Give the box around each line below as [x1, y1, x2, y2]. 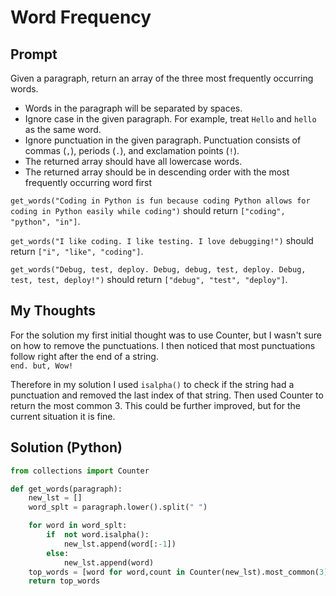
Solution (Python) [10, 439, 123, 456]
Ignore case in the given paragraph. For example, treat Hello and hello [24, 113, 317, 125]
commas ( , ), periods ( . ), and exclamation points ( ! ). [24, 145, 240, 156]
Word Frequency [10, 6, 152, 29]
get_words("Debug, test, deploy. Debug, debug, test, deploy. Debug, [10, 265, 307, 275]
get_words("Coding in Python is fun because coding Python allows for [10, 196, 311, 206]
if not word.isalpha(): [46, 530, 150, 540]
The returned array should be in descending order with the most [24, 166, 290, 178]
